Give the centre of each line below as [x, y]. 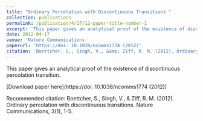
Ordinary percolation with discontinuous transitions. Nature [80, 105]
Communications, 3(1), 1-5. [40, 111]
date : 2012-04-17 [28, 34]
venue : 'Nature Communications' [47, 40]
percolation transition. [34, 75]
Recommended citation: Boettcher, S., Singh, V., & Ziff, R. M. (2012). [90, 98]
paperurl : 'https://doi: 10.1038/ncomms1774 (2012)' [74, 46]
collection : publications [39, 18]
